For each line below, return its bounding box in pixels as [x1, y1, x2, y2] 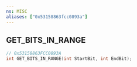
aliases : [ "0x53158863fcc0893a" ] [6, 14, 88, 20]
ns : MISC [6, 8, 28, 14]
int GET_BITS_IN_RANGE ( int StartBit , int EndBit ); [6, 56, 132, 62]
